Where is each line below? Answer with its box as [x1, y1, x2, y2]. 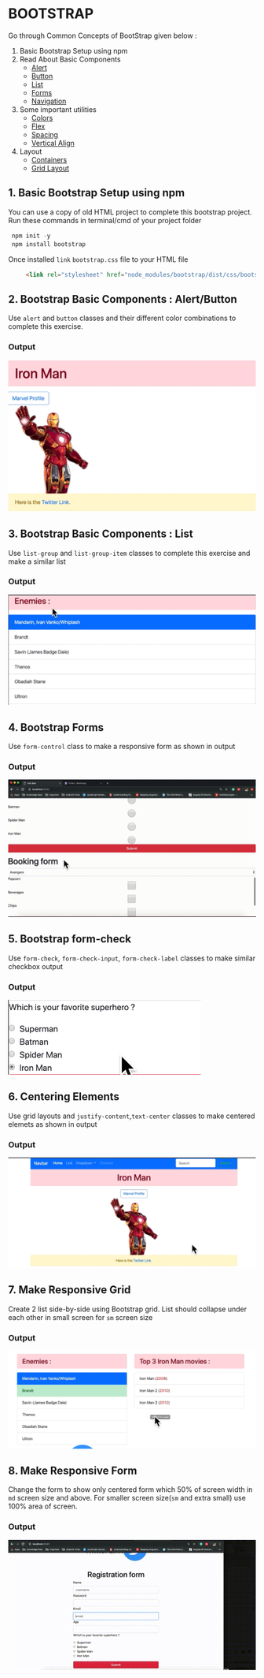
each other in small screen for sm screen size [8, 1312, 153, 1322]
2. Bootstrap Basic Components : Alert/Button [8, 293, 237, 306]
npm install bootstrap [11, 240, 86, 248]
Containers [31, 155, 68, 164]
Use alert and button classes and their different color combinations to [8, 313, 236, 323]
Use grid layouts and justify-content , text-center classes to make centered [8, 1111, 255, 1121]
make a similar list [8, 557, 67, 566]
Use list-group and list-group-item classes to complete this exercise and [8, 548, 251, 557]
